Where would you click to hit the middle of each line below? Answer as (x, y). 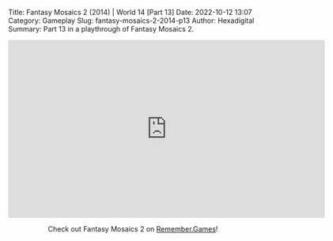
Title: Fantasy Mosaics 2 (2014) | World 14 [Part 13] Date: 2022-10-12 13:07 (130, 12)
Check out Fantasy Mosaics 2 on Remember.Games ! (133, 229)
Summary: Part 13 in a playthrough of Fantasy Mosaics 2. (101, 29)
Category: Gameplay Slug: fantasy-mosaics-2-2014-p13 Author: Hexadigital (131, 21)
